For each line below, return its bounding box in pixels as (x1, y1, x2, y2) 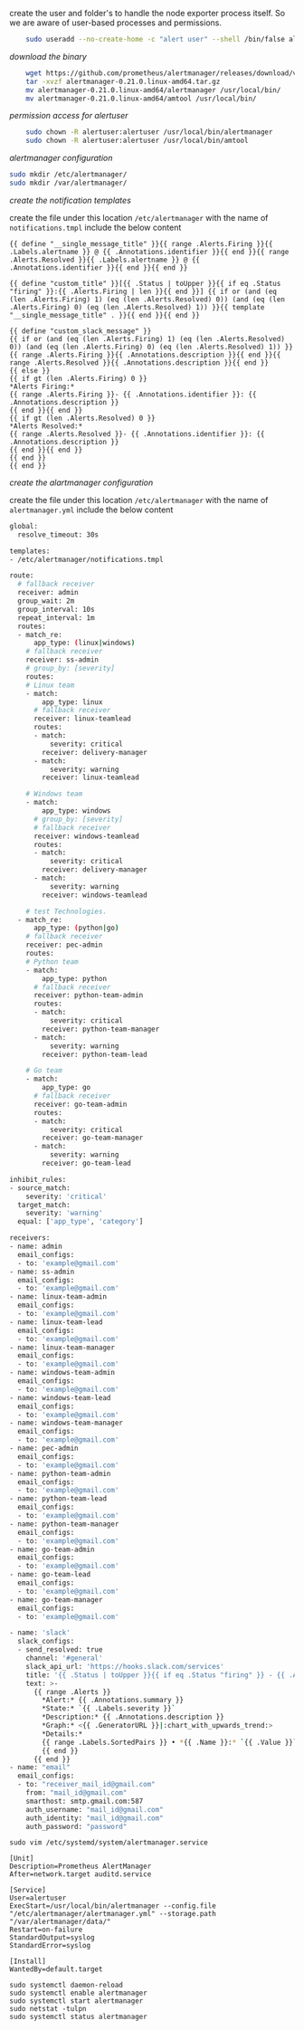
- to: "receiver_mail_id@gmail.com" (17, 1780, 156, 1789)
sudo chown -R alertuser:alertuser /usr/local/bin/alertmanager (25, 128, 273, 137)
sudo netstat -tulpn (9, 2005, 88, 2014)
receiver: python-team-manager (42, 1025, 160, 1034)
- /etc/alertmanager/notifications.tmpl (9, 555, 165, 564)
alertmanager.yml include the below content (9, 504, 174, 515)
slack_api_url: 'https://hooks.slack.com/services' (25, 1662, 224, 1671)
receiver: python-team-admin (33, 991, 144, 1000)
